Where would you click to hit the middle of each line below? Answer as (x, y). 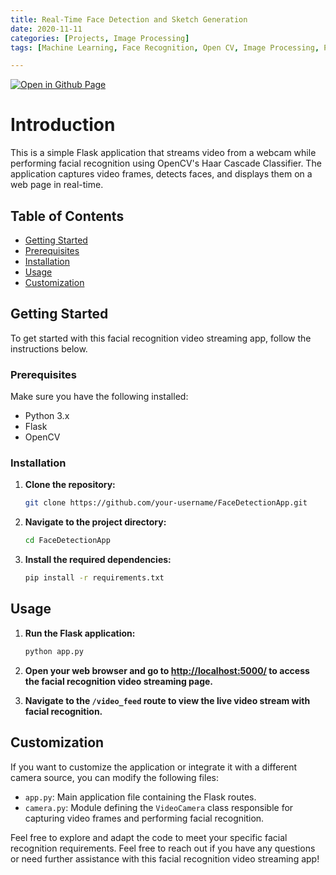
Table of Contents (67, 216)
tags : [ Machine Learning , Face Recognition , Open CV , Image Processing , (165, 47)
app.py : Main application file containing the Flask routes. (140, 797)
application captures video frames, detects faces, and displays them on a (161, 174)
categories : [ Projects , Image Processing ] (100, 38)
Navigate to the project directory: (95, 522)
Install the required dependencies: (98, 560)
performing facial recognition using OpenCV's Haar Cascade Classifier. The (166, 163)
